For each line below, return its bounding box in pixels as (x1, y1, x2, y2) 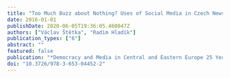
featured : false (7, 48, 53, 55)
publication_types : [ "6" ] (7, 35, 81, 42)
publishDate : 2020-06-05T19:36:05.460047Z (7, 22, 130, 29)
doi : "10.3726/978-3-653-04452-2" (7, 60, 106, 67)
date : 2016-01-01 (7, 16, 57, 23)
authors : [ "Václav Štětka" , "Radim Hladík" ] (7, 28, 136, 36)
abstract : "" (7, 41, 44, 48)
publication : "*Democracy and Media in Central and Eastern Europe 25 (7, 54, 213, 61)
